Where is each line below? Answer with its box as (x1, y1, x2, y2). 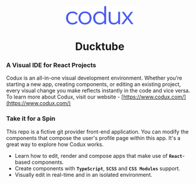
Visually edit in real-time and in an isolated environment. (14, 171, 153, 178)
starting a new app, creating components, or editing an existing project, (6, 81, 181, 88)
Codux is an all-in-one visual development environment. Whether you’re (6, 74, 182, 82)
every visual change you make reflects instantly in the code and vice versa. (6, 87, 191, 94)
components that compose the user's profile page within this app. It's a (6, 134, 181, 141)
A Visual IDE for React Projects (6, 61, 97, 69)
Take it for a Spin (6, 115, 56, 123)
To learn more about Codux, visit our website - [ (6, 93, 124, 100)
